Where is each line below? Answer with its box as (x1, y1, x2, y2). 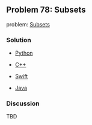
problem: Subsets (6, 20, 50, 28)
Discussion (6, 99, 40, 108)
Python (14, 49, 33, 56)
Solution (6, 35, 32, 44)
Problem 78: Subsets (6, 5, 86, 15)
